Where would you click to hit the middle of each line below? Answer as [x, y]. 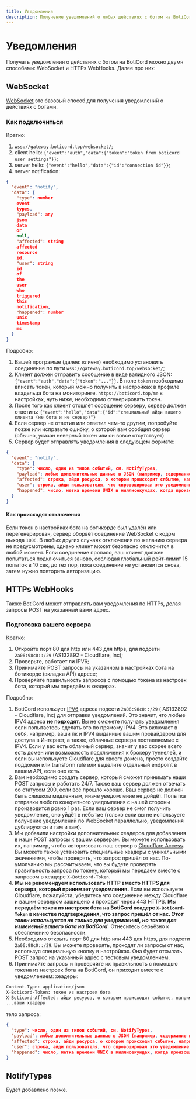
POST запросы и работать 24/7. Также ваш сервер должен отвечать [100, 783]
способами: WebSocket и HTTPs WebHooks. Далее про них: [81, 68]
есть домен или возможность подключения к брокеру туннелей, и [98, 752]
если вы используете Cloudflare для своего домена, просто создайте [101, 759]
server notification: [37, 171]
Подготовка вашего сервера [49, 625]
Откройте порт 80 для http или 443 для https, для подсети [87, 649]
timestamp [29, 323]
